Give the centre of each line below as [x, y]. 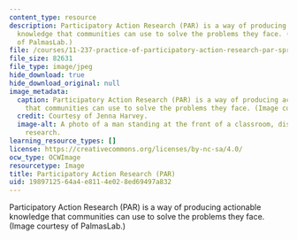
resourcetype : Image [47, 166]
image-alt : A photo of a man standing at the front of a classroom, [146, 125]
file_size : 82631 [41, 58]
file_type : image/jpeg [51, 67]
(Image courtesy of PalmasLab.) [68, 226]
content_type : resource [53, 17]
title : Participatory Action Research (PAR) [92, 174]
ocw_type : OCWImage [45, 157]
